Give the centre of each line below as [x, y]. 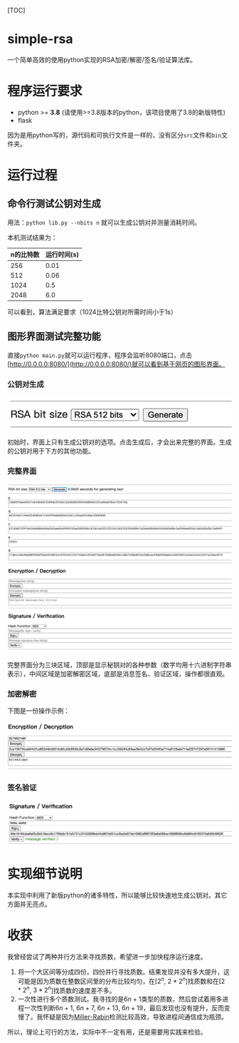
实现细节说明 [45, 874]
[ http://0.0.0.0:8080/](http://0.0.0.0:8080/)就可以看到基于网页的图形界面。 [116, 364]
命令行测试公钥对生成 [54, 204]
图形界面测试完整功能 [54, 337]
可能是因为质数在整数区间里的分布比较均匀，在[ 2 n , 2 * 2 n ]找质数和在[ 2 [121, 980]
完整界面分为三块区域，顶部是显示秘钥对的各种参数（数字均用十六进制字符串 [119, 664]
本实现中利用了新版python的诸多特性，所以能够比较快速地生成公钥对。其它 [117, 895]
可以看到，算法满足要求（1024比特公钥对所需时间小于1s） [92, 312]
